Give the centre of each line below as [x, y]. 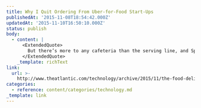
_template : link [26, 95]
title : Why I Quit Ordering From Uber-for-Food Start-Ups [80, 12]
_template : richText [42, 62]
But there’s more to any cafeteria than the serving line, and [108, 51]
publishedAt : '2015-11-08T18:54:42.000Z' [59, 17]
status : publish [26, 28]
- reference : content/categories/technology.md [72, 90]
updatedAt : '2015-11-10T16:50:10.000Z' [56, 23]
